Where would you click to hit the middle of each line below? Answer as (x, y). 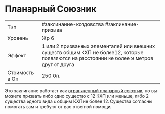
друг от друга (58, 64)
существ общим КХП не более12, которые (93, 52)
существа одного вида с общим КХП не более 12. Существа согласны (79, 101)
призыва (52, 30)
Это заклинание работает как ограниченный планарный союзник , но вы (81, 91)
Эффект (17, 55)
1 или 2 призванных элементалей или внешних (98, 46)
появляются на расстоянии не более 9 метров (97, 58)
